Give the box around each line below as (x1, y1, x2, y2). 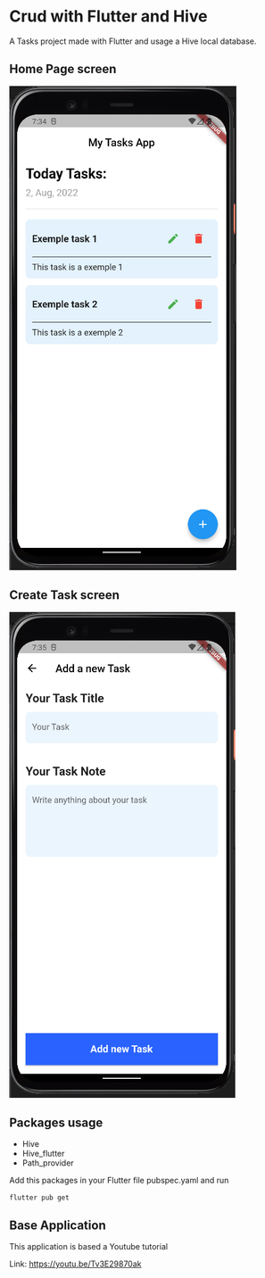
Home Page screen (9, 62, 117, 77)
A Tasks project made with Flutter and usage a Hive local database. (9, 36, 257, 46)
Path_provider (21, 1158, 74, 1168)
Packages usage (9, 1115, 104, 1130)
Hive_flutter (21, 1149, 65, 1159)
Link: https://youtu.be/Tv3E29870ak (9, 1258, 142, 1269)
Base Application (9, 1217, 106, 1232)
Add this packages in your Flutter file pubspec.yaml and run (9, 1175, 229, 1186)
